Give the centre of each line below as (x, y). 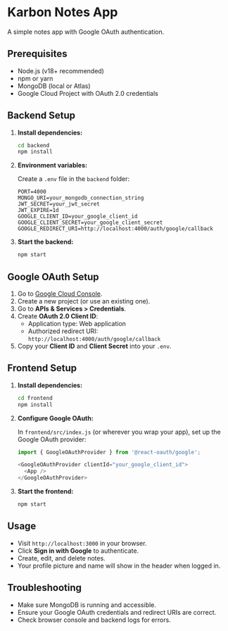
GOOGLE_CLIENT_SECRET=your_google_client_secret (90, 223)
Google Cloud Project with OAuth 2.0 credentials (88, 93)
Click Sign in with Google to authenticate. (78, 551)
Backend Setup (42, 116)
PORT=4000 (32, 192)
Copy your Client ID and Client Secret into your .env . (94, 346)
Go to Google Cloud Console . (60, 294)
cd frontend (35, 398)
